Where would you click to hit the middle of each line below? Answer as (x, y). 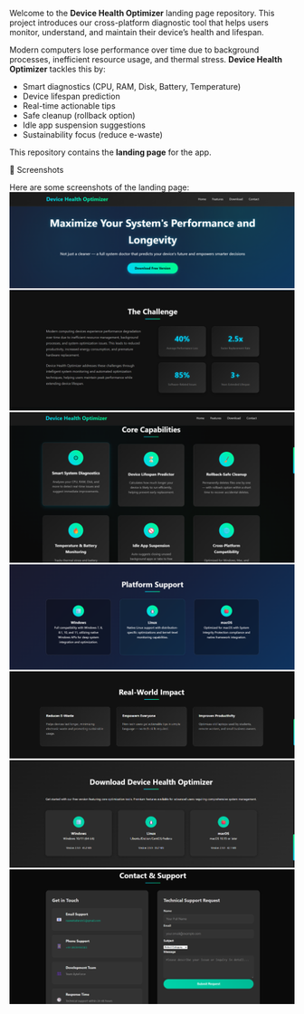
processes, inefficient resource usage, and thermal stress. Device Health (146, 59)
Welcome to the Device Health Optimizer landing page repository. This (142, 13)
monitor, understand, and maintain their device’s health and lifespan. (137, 32)
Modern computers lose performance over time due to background (134, 50)
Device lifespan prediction (71, 96)
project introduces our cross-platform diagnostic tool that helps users (139, 23)
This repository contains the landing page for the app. (110, 152)
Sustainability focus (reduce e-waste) (92, 134)
